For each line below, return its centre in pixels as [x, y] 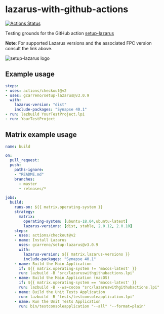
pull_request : [25, 160]
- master [28, 184]
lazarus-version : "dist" [40, 105]
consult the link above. [29, 48]
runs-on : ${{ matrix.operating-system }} [58, 207]
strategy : [25, 212]
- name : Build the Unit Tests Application [60, 292]
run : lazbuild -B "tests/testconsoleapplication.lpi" [77, 297]
